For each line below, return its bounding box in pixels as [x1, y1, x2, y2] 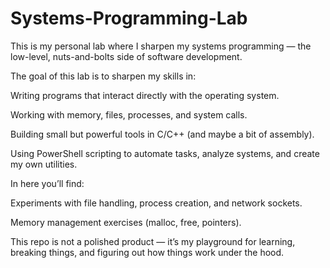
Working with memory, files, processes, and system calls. [10, 108, 248, 121]
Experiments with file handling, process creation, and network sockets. [10, 197, 303, 209]
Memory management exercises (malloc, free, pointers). [10, 216, 242, 228]
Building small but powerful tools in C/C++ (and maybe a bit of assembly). [10, 128, 315, 140]
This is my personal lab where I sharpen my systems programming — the [10, 40, 312, 52]
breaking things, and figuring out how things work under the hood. [10, 246, 285, 258]
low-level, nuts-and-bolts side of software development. [10, 50, 243, 62]
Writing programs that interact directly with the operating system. [10, 89, 280, 101]
